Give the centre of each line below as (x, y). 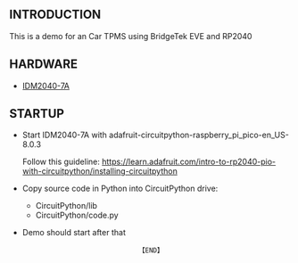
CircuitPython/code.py (77, 215)
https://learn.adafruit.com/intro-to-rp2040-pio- (189, 162)
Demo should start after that (74, 233)
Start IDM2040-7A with (64, 135)
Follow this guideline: (61, 162)
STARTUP (37, 114)
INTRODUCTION (55, 15)
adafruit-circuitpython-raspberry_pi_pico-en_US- (199, 135)
